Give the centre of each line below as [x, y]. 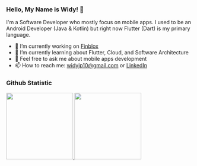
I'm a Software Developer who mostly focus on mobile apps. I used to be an [99, 22]
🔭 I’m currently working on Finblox [57, 46]
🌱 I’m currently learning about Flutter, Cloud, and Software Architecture [101, 53]
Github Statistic [29, 83]
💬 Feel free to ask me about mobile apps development [81, 59]
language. [18, 35]
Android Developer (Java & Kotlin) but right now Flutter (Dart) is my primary [98, 28]
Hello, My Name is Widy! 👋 [45, 9]
